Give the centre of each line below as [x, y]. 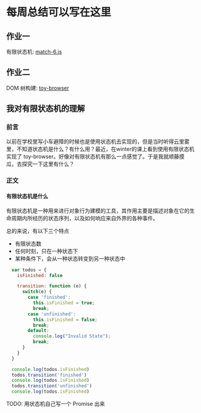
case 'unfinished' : [52, 314]
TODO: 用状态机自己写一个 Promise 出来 [56, 404]
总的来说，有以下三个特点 [38, 230]
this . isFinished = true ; [64, 303]
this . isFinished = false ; [65, 320]
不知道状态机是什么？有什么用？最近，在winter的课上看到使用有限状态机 [105, 149]
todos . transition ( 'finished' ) [49, 375]
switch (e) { [37, 292]
